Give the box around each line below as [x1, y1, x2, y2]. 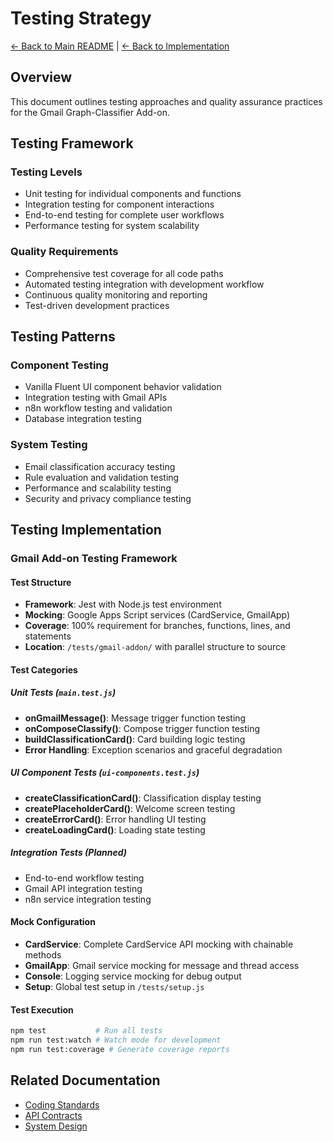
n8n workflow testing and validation [24, 402, 173, 414]
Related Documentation [10, 1072, 161, 1089]
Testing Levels [10, 165, 83, 179]
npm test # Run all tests [10, 1026, 163, 1036]
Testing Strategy [10, 7, 152, 30]
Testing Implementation [10, 522, 162, 539]
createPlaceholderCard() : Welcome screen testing [24, 802, 236, 814]
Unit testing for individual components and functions [24, 188, 242, 200]
